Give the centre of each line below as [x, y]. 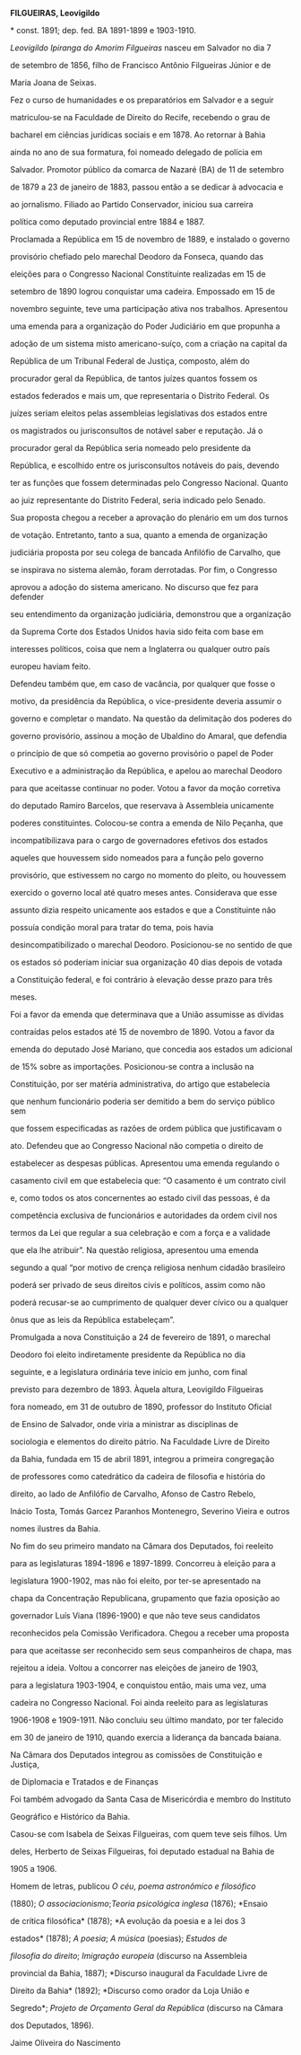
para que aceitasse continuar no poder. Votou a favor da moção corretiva [146, 788]
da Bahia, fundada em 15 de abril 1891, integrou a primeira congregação [142, 1459]
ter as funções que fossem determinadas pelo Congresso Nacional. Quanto [150, 483]
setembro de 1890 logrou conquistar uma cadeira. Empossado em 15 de [143, 291]
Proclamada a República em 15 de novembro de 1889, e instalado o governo [150, 239]
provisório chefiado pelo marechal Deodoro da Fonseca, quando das [137, 256]
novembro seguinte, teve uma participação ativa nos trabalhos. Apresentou [149, 309]
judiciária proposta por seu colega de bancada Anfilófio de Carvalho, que [146, 552]
